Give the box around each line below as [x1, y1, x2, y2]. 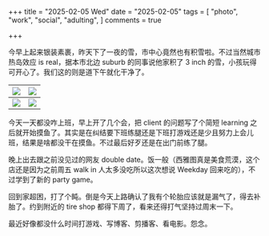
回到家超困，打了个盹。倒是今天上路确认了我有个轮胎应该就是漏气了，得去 [8, 192, 254, 201]
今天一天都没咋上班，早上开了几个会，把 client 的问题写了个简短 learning [8, 118, 249, 127]
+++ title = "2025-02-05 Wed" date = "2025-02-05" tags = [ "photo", [8, 7, 239, 16]
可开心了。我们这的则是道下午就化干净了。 [8, 67, 149, 77]
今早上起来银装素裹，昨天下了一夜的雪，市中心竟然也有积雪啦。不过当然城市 [8, 47, 261, 57]
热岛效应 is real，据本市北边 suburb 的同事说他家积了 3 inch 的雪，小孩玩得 [8, 58, 258, 66]
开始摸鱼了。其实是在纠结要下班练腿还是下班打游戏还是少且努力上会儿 [22, 128, 254, 137]
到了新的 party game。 [22, 175, 98, 184]
